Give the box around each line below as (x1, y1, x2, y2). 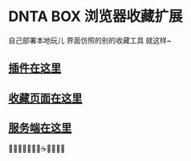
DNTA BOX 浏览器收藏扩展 (8, 7, 183, 26)
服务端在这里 (8, 122, 72, 135)
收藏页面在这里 (8, 91, 83, 105)
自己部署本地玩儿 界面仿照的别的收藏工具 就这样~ (8, 35, 173, 45)
